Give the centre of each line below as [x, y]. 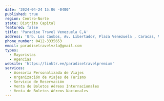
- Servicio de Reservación [37, 82]
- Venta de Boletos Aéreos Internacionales [54, 86]
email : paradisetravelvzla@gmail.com [43, 46]
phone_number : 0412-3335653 [34, 41]
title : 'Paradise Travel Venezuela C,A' [47, 32]
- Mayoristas [23, 55]
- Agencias [20, 59]
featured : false [21, 28]
